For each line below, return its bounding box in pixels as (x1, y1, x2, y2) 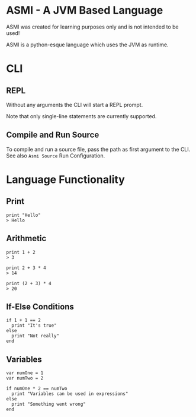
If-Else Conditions (6, 301, 74, 312)
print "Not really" (11, 333, 60, 339)
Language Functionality (6, 173, 126, 186)
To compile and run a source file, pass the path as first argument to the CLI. (6, 146, 191, 153)
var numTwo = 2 (6, 375, 44, 381)
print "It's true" (11, 323, 57, 328)
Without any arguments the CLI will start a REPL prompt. (6, 101, 143, 108)
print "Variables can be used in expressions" (11, 391, 128, 397)
